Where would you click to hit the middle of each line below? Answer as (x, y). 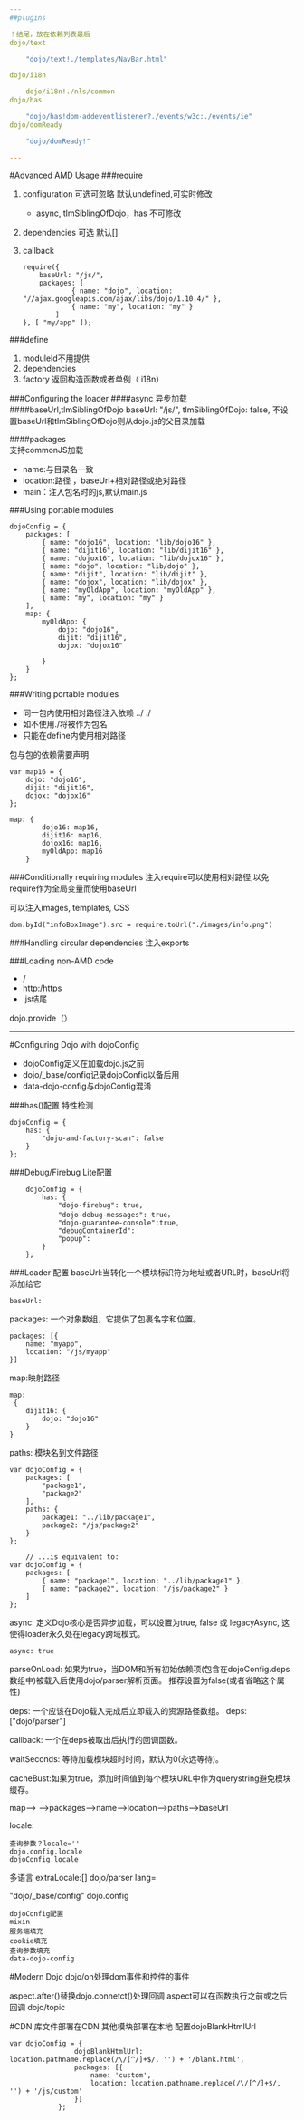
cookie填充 (28, 1941)
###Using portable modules (62, 509)
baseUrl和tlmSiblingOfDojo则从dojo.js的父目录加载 (111, 421)
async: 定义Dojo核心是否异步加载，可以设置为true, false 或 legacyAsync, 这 (150, 1622)
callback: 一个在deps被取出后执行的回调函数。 (96, 1739)
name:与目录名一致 (58, 469)
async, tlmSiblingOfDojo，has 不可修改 (109, 213)
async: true (32, 1651)
